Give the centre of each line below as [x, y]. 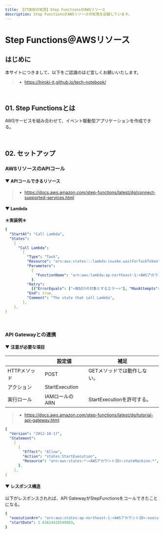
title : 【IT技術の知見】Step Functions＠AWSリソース [55, 10]
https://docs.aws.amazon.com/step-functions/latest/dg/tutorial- [89, 415]
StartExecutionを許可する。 [120, 399]
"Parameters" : [41, 266]
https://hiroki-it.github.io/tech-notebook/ [65, 82]
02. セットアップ [30, 153]
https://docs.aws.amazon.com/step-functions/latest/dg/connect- [90, 192]
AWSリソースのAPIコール [35, 169]
